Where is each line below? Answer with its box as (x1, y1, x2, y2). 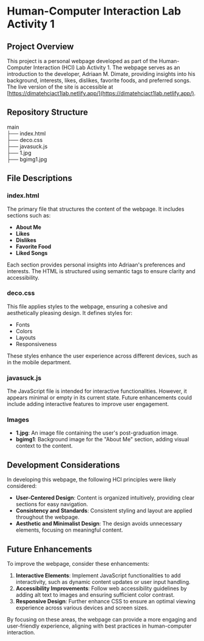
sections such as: (7, 211, 51, 219)
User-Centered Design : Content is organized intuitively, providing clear (15, 494, 195, 501)
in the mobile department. (7, 358, 72, 365)
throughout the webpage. (15, 514, 80, 521)
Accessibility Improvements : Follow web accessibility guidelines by (15, 585, 187, 592)
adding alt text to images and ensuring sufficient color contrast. (15, 591, 175, 599)
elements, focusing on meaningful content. (15, 526, 123, 534)
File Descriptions (7, 173, 72, 183)
